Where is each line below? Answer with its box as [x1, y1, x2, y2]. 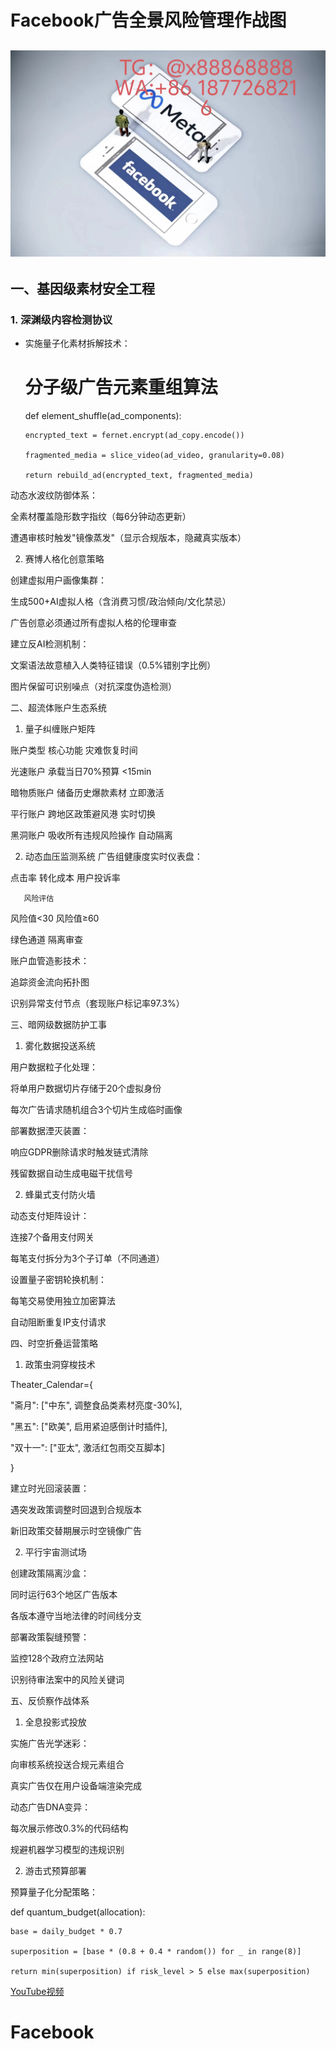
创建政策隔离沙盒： [10, 1567, 90, 1579]
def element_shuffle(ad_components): [24, 409, 182, 421]
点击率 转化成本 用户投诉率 [10, 871, 121, 883]
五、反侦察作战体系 [10, 1694, 90, 1706]
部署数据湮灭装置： [10, 1124, 90, 1136]
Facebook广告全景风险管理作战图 [10, 9, 287, 32]
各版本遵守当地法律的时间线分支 [10, 1609, 142, 1621]
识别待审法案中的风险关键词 [10, 1673, 125, 1685]
